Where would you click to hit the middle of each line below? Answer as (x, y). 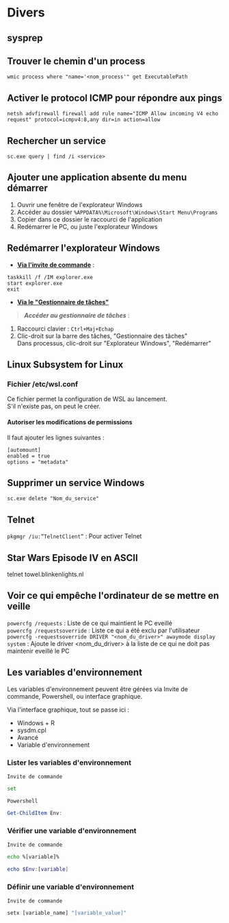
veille (19, 607)
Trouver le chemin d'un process (76, 61)
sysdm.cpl (31, 730)
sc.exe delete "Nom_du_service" (53, 499)
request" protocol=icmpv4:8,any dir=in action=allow (84, 120)
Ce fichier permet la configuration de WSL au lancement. (87, 399)
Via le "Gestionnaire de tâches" (63, 302)
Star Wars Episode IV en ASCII (72, 558)
